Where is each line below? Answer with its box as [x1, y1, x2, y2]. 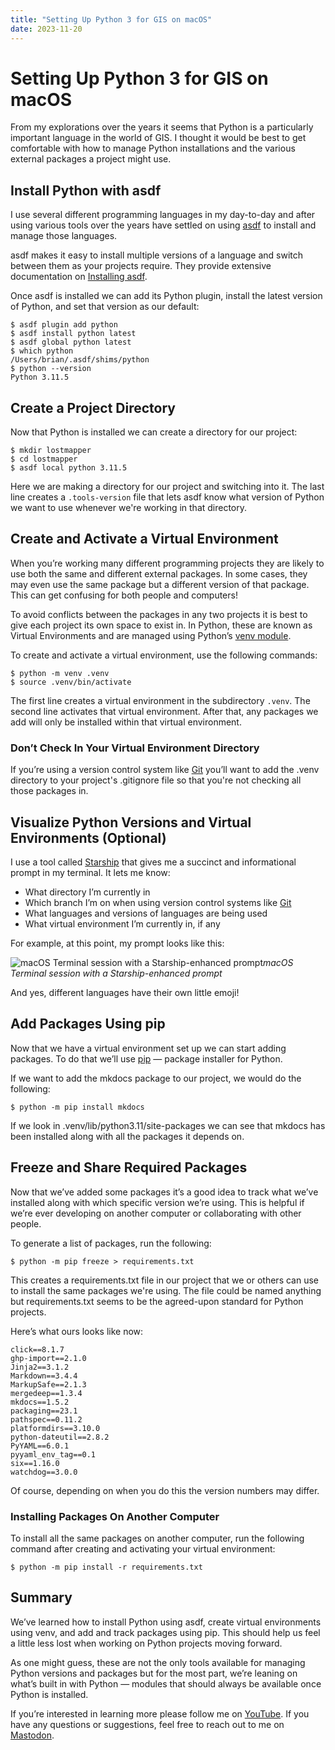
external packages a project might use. [10, 153, 172, 165]
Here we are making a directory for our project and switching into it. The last [10, 481, 325, 493]
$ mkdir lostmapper [10, 446, 92, 456]
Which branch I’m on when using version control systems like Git [24, 896, 292, 908]
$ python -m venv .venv [10, 668, 110, 678]
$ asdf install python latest [10, 329, 137, 339]
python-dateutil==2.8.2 [10, 1432, 110, 1442]
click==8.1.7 [10, 1344, 65, 1355]
